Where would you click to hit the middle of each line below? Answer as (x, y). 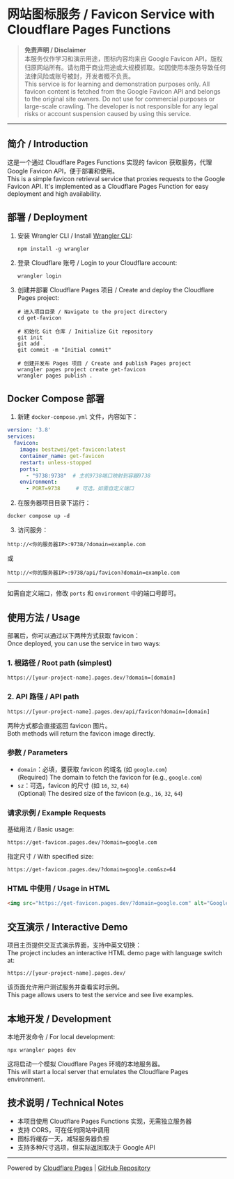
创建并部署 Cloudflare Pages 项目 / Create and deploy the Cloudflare (116, 290)
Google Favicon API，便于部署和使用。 (63, 171)
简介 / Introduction (48, 144)
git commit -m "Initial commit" (64, 350)
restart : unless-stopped (56, 462)
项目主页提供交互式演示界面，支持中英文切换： (74, 945)
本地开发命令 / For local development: (61, 1036)
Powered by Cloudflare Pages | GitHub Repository (79, 1168)
